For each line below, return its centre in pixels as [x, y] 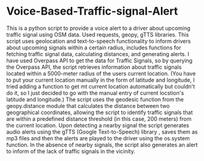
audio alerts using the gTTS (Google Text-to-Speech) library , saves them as [102, 132]
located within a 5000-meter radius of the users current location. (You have [101, 73]
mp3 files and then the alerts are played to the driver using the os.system [98, 138]
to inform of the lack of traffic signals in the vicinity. [71, 151]
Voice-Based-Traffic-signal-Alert [92, 11]
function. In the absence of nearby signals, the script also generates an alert [102, 145]
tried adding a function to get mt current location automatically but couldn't [101, 86]
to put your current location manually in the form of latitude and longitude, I [100, 80]
